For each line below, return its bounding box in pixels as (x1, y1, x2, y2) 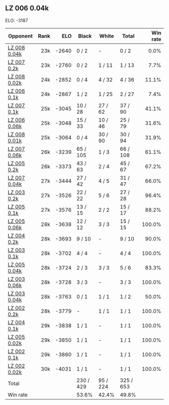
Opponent (8, 32, 33, 39)
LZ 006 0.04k (5, 4, 49, 13)
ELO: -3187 (5, 17, 28, 23)
